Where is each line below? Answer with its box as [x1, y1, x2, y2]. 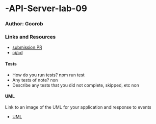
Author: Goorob [5, 21, 43, 27]
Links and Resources [5, 34, 56, 41]
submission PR [12, 44, 43, 50]
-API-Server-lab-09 [5, 3, 87, 14]
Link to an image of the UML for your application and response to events [5, 104, 152, 110]
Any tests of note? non [12, 77, 58, 83]
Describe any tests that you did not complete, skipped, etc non [12, 82, 139, 88]
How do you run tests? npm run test [12, 72, 85, 78]
